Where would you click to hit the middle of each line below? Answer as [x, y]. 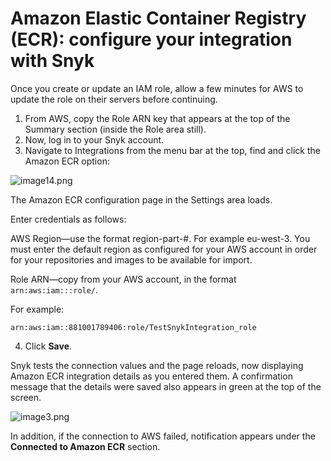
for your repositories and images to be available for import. [131, 259]
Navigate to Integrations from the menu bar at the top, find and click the [172, 150]
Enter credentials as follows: [68, 219]
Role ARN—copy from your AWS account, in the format [123, 279]
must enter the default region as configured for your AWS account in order [164, 249]
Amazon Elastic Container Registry [158, 18]
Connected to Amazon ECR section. [85, 446]
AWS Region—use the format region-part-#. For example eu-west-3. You [160, 238]
